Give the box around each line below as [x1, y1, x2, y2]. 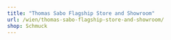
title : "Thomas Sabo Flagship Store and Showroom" [7, 9, 155, 17]
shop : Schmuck [7, 22, 48, 29]
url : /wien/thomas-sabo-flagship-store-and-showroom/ [7, 16, 165, 23]
